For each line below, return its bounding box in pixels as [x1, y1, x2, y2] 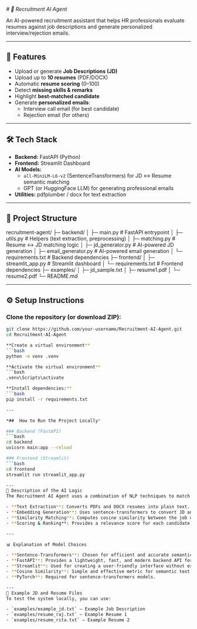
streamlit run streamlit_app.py [6, 471, 85, 478]
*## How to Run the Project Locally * [6, 418, 101, 424]
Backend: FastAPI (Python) [14, 153, 81, 160]
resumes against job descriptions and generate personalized [6, 24, 152, 30]
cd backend [6, 439, 33, 445]
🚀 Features [6, 52, 46, 62]
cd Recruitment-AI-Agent [6, 332, 67, 338]
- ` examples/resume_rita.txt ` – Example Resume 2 [6, 617, 130, 623]
